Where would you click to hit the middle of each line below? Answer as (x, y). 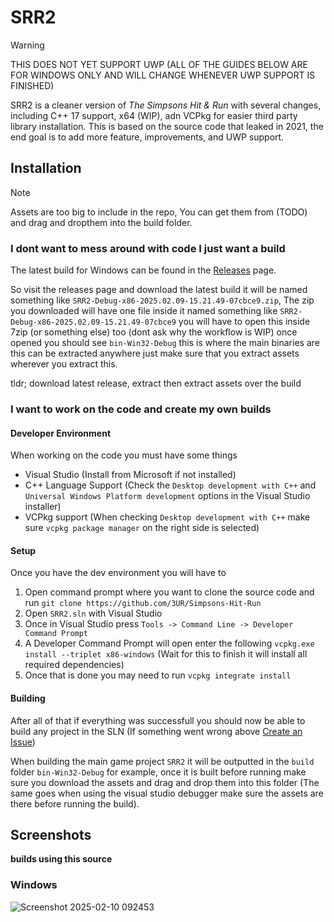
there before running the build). (75, 803)
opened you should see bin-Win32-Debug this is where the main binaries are (165, 343)
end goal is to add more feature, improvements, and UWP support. (147, 137)
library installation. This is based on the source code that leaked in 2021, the (167, 126)
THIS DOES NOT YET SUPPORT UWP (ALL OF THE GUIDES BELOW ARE (159, 64)
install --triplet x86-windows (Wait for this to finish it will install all (166, 654)
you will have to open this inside (244, 322)
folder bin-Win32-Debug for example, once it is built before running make (158, 772)
